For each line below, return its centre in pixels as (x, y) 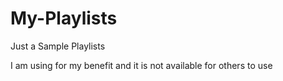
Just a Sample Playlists (58, 46)
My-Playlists (64, 18)
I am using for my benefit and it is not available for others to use (141, 65)
